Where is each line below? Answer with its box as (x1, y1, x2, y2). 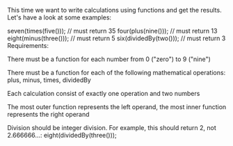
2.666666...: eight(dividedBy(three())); (7, 131, 117, 139)
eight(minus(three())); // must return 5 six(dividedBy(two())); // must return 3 (7, 34, 226, 42)
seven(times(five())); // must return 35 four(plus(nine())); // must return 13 (7, 27, 218, 35)
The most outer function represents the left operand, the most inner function (7, 103, 227, 111)
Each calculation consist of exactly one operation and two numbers (7, 90, 200, 97)
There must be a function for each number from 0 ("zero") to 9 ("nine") (7, 55, 211, 63)
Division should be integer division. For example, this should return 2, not (7, 124, 217, 131)
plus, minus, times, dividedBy (7, 76, 92, 84)
